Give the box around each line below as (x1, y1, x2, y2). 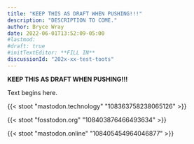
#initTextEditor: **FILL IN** (7, 50, 96, 57)
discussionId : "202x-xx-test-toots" (7, 56, 114, 63)
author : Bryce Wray (7, 23, 64, 30)
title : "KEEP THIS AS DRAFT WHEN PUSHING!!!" (7, 10, 142, 17)
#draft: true (7, 43, 46, 50)
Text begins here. (7, 88, 58, 96)
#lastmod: (7, 36, 36, 43)
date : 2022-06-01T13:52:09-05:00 (7, 29, 105, 37)
